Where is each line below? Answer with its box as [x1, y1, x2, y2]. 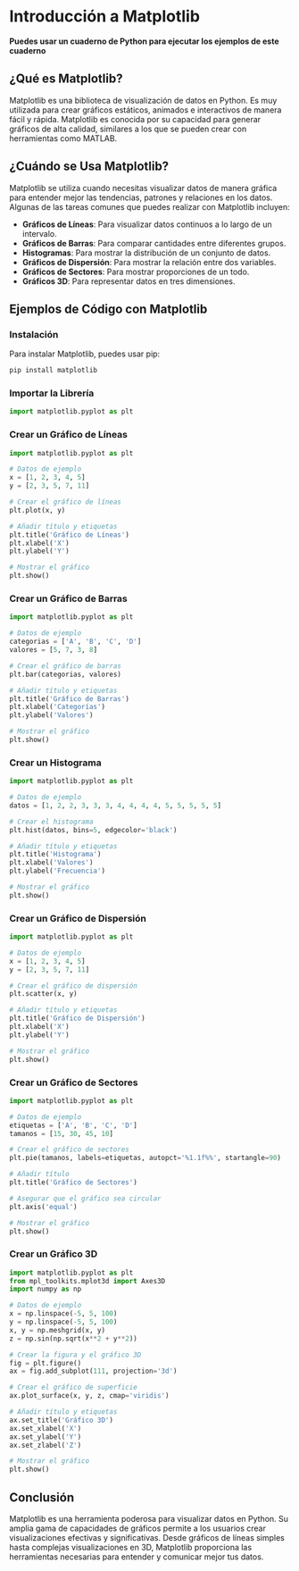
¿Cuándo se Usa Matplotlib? [9, 159, 170, 174]
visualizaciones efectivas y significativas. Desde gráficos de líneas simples [9, 1533, 286, 1543]
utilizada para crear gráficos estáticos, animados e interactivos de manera [9, 104, 282, 115]
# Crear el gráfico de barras [9, 661, 122, 671]
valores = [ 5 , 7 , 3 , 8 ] [9, 646, 98, 655]
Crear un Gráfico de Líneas [9, 429, 128, 441]
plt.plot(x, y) [9, 506, 66, 514]
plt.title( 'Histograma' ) [9, 850, 102, 859]
